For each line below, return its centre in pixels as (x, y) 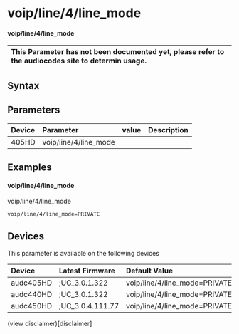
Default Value (149, 271)
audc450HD (31, 306)
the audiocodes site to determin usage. (79, 61)
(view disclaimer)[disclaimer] (50, 323)
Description (168, 130)
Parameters (34, 110)
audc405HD (31, 283)
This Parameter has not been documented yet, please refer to (118, 52)
